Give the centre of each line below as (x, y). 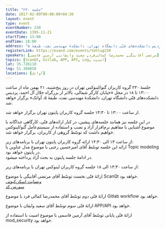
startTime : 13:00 (23, 37)
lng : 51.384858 (21, 69)
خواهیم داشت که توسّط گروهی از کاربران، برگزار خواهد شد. (60, 132)
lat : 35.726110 (21, 64)
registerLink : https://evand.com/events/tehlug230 (58, 50)
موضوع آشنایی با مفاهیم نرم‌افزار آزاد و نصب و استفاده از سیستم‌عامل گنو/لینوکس (80, 127)
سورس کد (15, 186)
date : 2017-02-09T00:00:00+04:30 (40, 14)
